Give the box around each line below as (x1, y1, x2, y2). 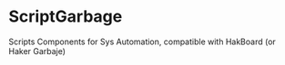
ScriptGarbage (8, 6, 123, 27)
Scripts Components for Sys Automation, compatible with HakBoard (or (8, 36, 277, 47)
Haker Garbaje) (8, 45, 66, 56)
